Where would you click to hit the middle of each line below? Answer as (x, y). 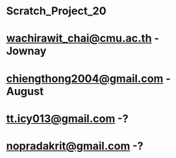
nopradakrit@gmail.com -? (75, 146)
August (25, 91)
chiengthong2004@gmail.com (85, 78)
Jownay (26, 51)
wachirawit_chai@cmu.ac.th (79, 39)
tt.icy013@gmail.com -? (67, 118)
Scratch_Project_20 (56, 11)
